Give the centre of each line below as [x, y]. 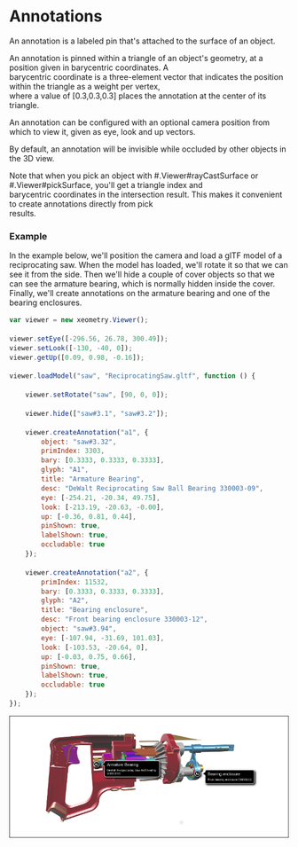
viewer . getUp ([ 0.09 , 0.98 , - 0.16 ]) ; [77, 357]
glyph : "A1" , [65, 470]
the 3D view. [32, 158]
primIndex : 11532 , [75, 582]
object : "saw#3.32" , [79, 442]
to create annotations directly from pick [81, 204]
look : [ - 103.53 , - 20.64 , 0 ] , [95, 647]
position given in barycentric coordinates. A [89, 67]
